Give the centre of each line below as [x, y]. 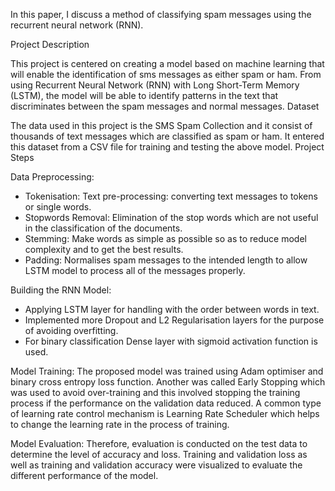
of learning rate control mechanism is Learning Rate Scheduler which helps [165, 413]
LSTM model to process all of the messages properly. [135, 270]
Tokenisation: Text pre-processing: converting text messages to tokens [171, 196]
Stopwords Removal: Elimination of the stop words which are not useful [171, 217]
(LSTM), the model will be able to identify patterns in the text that [144, 95]
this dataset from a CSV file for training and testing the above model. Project [167, 147]
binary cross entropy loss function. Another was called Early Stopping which [168, 382]
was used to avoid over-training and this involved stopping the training [155, 392]
